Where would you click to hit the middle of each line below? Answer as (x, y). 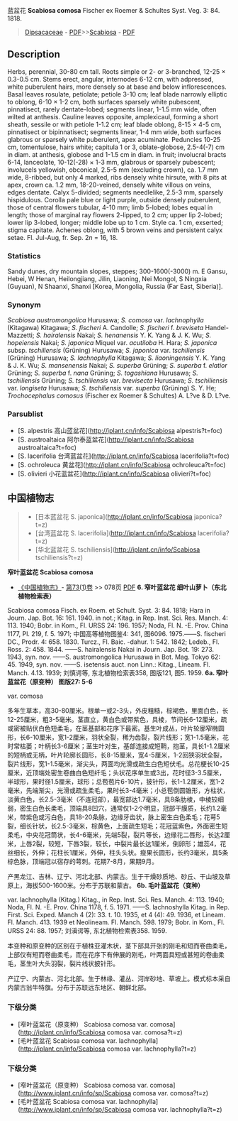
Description (34, 54)
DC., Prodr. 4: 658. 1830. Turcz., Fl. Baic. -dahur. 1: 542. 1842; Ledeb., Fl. (113, 642)
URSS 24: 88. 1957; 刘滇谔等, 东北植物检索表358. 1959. (87, 930)
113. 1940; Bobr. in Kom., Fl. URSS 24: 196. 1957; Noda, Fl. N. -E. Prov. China (118, 625)
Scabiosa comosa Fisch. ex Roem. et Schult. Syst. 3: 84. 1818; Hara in (109, 610)
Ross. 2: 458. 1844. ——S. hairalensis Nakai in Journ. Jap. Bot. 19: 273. (111, 649)
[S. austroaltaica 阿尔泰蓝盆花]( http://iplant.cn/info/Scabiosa (106, 439)
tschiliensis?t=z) (59, 557)
